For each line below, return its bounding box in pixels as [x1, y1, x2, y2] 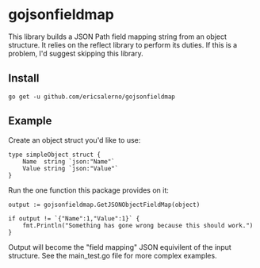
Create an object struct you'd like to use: [8, 135, 141, 144]
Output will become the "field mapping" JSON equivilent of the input [8, 242, 231, 251]
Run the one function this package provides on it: [8, 185, 169, 195]
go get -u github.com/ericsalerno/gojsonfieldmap [8, 93, 176, 101]
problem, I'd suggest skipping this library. [8, 48, 144, 58]
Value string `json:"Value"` [22, 164, 119, 172]
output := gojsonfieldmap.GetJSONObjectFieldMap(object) [8, 201, 201, 209]
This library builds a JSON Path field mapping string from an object [8, 32, 227, 41]
